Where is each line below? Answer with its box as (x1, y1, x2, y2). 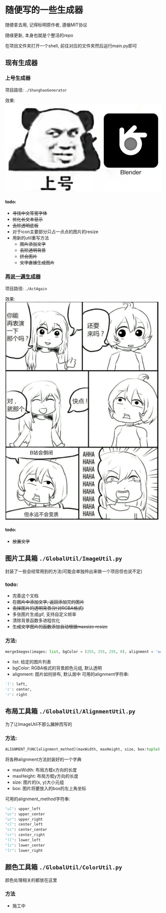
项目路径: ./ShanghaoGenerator (5, 87, 68, 93)
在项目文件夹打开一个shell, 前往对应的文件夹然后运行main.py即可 (5, 42, 137, 48)
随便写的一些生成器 (5, 4, 83, 16)
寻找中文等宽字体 (12, 210, 47, 216)
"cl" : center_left (5, 822, 43, 827)
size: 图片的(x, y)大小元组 (12, 779, 64, 785)
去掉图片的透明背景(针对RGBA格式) (12, 605, 84, 611)
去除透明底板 (12, 223, 39, 229)
